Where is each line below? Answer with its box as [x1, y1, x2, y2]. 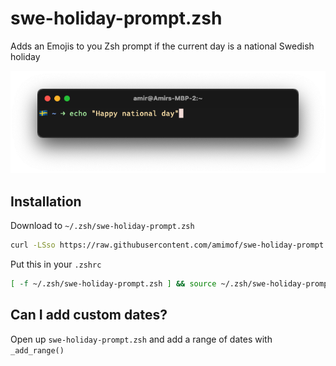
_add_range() [10, 345, 65, 356]
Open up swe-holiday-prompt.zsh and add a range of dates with [10, 333, 273, 345]
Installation [10, 193, 82, 210]
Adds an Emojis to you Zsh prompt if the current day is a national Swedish [10, 40, 315, 52]
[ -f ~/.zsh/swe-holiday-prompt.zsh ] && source [10, 278, 217, 289]
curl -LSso [10, 240, 56, 251]
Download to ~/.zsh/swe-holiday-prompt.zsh [10, 220, 195, 232]
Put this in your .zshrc [10, 258, 102, 270]
